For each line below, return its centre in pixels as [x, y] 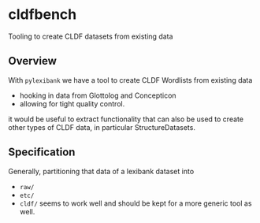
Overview [33, 61]
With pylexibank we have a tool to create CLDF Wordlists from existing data [130, 80]
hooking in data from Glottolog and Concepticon [98, 95]
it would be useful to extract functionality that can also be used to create [126, 119]
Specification [42, 152]
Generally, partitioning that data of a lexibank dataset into [101, 171]
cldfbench [43, 15]
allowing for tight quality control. [72, 103]
